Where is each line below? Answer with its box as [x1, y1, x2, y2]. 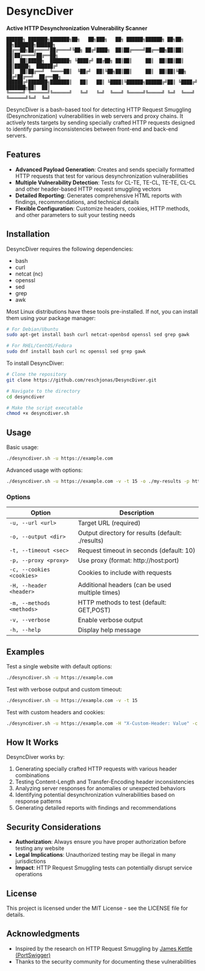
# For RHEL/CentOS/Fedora [6, 343, 72, 349]
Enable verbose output [77, 616, 143, 625]
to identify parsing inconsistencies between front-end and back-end [6, 125, 178, 133]
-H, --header [9, 582, 48, 589]
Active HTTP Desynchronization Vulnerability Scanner [6, 24, 148, 32]
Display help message [77, 626, 142, 634]
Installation [6, 229, 50, 240]
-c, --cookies [9, 566, 51, 573]
